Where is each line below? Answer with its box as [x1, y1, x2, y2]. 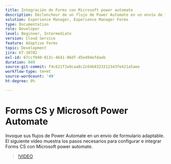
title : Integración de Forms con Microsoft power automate [5, 7, 133, 13]
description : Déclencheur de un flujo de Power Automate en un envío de [5, 12, 163, 17]
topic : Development [5, 45, 47, 50]
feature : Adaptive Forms [5, 41, 58, 46]
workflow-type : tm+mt [5, 69, 51, 74]
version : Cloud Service [5, 36, 56, 41]
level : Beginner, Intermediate [5, 31, 72, 36]
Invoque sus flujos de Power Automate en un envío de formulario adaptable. [5, 132, 164, 139]
